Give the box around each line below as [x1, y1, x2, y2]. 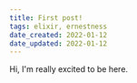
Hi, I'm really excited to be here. [9, 64, 129, 75]
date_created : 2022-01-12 [9, 30, 107, 39]
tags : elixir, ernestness [9, 22, 107, 31]
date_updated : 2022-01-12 [9, 38, 107, 48]
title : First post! [9, 13, 83, 23]
